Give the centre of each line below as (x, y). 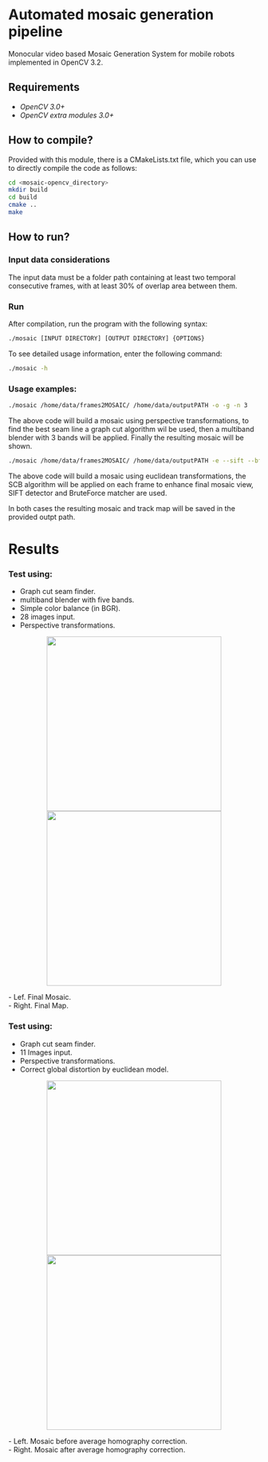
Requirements (44, 87)
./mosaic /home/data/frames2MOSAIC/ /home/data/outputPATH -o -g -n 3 (128, 405)
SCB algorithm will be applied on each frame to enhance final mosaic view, (131, 484)
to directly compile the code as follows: (73, 168)
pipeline (35, 32)
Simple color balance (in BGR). (70, 608)
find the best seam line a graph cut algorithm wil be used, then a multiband (131, 429)
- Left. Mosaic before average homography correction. (98, 1441)
